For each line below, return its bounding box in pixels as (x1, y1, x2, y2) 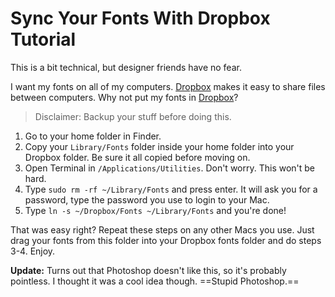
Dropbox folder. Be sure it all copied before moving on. (24, 151, 251, 163)
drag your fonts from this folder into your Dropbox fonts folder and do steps (10, 234, 322, 246)
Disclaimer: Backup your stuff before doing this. (34, 110, 232, 122)
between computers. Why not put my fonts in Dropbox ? (10, 91, 239, 103)
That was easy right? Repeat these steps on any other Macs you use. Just (10, 223, 315, 236)
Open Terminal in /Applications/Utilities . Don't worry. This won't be (24, 162, 316, 174)
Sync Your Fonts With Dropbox (10, 7, 271, 30)
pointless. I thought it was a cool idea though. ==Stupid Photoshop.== (10, 275, 300, 287)
